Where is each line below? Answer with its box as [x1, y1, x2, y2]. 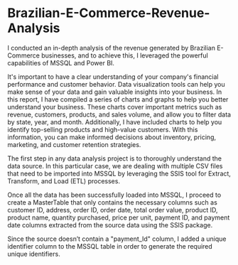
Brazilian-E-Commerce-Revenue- [7, 5, 210, 21]
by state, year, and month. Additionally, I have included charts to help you [7, 117, 222, 126]
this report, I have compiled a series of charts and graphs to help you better [7, 94, 229, 104]
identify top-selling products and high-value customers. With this [7, 125, 198, 134]
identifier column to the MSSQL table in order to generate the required [7, 242, 213, 250]
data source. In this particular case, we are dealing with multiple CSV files [7, 161, 223, 170]
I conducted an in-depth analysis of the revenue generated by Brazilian [7, 43, 215, 52]
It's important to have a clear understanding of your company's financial [7, 72, 219, 81]
